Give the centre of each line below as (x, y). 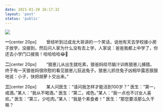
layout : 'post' (20, 14)
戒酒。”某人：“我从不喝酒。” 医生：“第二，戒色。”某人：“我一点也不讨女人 (76, 93)
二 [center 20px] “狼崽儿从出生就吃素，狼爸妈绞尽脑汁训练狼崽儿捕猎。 (80, 64)
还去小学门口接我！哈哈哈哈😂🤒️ (37, 54)
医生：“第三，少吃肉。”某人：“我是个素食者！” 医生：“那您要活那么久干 (84, 99)
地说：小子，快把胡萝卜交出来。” (37, 77)
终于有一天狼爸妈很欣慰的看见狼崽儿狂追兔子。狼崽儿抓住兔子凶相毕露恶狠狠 (81, 70)
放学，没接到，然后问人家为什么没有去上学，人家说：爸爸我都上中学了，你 (83, 48)
